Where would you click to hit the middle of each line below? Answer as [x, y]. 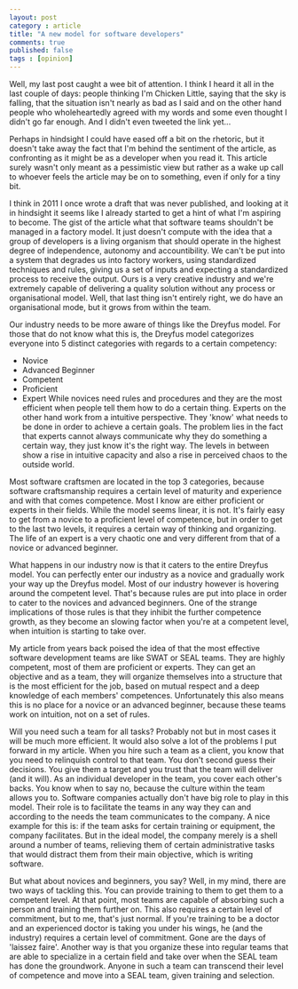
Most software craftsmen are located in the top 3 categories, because [137, 482]
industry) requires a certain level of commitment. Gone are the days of [137, 937]
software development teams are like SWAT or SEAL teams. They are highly [147, 658]
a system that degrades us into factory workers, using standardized [133, 260]
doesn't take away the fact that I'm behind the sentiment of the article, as [143, 148]
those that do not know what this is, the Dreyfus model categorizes [132, 334]
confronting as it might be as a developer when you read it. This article [138, 158]
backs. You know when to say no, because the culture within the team [137, 788]
